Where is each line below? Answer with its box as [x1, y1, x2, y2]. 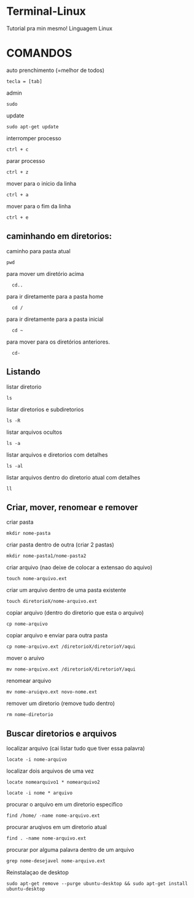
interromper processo [6, 134, 61, 142]
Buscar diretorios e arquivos [6, 728, 117, 739]
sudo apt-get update [6, 124, 60, 130]
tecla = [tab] [6, 78, 43, 84]
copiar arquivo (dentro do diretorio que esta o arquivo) [6, 609, 144, 616]
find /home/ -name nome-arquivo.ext [6, 813, 100, 819]
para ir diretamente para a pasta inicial [6, 315, 104, 323]
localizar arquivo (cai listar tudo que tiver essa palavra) [6, 745, 145, 752]
